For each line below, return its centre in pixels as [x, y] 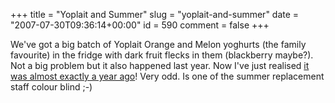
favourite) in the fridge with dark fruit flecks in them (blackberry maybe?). [162, 55]
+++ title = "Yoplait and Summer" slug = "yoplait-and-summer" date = [155, 14]
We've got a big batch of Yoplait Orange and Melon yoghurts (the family [158, 44]
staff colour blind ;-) [51, 87]
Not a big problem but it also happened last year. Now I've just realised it [160, 65]
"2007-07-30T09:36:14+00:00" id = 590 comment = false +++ [140, 25]
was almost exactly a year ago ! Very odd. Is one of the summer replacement [167, 76]
